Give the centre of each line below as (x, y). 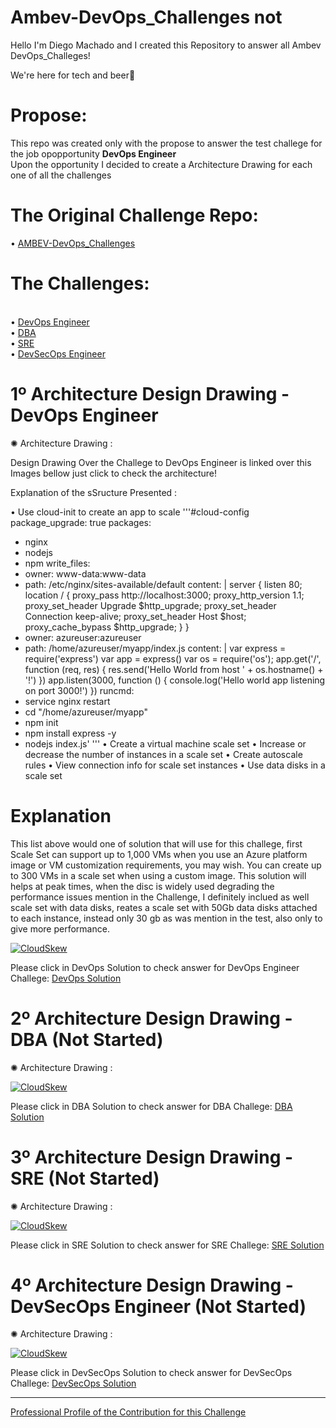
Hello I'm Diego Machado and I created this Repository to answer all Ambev (166, 45)
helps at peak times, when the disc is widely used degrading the (142, 886)
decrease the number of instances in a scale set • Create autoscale (163, 754)
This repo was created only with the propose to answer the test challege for (166, 143)
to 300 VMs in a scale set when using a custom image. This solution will (158, 875)
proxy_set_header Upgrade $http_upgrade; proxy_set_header (150, 605)
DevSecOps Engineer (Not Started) (158, 1306)
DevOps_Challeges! (50, 55)
